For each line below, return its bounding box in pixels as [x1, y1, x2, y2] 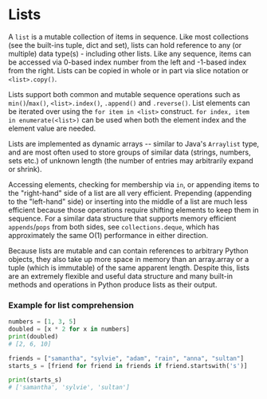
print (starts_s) [8, 376, 62, 384]
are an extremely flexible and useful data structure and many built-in [8, 271, 234, 280]
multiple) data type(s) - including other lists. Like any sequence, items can [8, 49, 252, 58]
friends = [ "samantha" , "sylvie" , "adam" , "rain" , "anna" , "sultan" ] [8, 354, 245, 362]
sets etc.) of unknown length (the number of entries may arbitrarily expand [8, 155, 253, 165]
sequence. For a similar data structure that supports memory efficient [8, 213, 237, 223]
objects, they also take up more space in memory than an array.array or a [8, 254, 249, 264]
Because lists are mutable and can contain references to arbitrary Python [8, 245, 249, 256]
